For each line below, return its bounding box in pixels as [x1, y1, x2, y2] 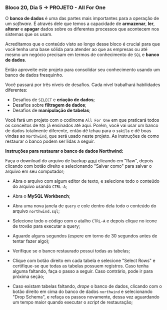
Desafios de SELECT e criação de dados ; [12, 97, 95, 103]
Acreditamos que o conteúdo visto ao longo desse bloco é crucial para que [5, 41, 160, 47]
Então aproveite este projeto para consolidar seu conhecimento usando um [5, 67, 160, 73]
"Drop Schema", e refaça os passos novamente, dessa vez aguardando [12, 294, 160, 300]
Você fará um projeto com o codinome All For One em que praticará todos [5, 117, 159, 123]
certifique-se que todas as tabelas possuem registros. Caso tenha [12, 263, 149, 269]
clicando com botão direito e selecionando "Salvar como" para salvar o [5, 163, 152, 169]
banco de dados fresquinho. [5, 72, 63, 78]
